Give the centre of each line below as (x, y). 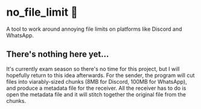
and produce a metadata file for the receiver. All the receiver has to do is (96, 88)
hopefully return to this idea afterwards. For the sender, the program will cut (101, 75)
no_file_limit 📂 (42, 12)
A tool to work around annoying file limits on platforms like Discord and (94, 29)
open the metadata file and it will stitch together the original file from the (96, 94)
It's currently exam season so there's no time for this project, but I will (93, 69)
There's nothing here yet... (58, 54)
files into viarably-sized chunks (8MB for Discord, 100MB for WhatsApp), (97, 81)
